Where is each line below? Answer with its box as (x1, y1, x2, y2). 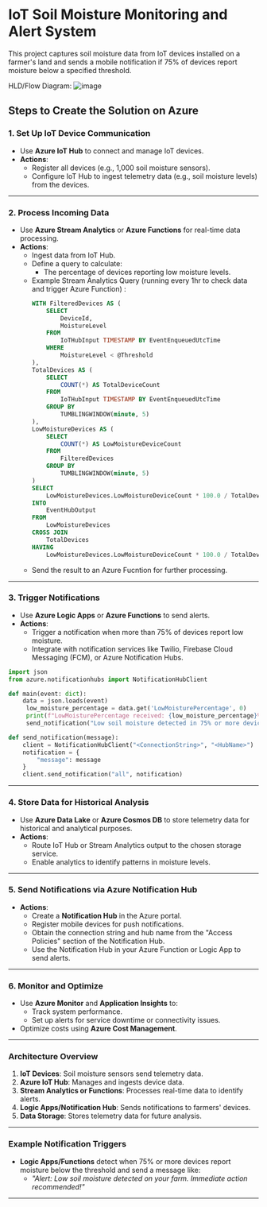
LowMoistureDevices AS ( (31, 425, 114, 433)
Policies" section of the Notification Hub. (31, 936, 165, 946)
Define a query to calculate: (31, 258, 123, 268)
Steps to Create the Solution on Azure (8, 104, 199, 118)
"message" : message (37, 756, 102, 764)
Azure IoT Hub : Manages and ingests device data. (19, 1077, 184, 1087)
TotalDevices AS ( (31, 366, 93, 374)
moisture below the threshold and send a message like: (19, 1165, 201, 1174)
